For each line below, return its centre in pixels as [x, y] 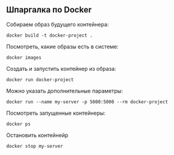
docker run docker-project [40, 80]
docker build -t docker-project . [50, 35]
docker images [24, 57]
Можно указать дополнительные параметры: [65, 91]
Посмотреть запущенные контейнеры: [56, 113]
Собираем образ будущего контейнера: [58, 24]
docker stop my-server [35, 146]
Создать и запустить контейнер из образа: [61, 68]
